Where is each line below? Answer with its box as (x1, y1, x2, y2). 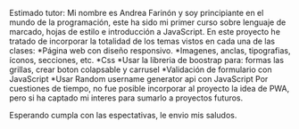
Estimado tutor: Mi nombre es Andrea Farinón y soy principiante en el (9, 8, 264, 18)
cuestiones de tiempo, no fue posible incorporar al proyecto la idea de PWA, (9, 84, 290, 93)
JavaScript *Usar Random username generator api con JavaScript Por (9, 74, 269, 84)
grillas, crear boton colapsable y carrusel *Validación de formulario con (9, 64, 272, 75)
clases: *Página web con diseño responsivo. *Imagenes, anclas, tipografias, (9, 45, 291, 56)
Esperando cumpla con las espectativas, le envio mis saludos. (9, 110, 237, 120)
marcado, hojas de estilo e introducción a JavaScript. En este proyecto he (9, 27, 281, 36)
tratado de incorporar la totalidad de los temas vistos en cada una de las (9, 36, 275, 46)
